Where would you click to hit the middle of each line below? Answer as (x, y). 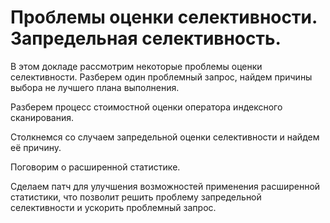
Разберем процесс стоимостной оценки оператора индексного (146, 107)
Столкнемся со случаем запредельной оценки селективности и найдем (165, 137)
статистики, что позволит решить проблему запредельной (136, 197)
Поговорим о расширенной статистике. (95, 167)
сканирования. (42, 117)
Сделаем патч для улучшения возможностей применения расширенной (165, 186)
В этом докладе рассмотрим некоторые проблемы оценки (136, 66)
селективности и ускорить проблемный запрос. (113, 207)
